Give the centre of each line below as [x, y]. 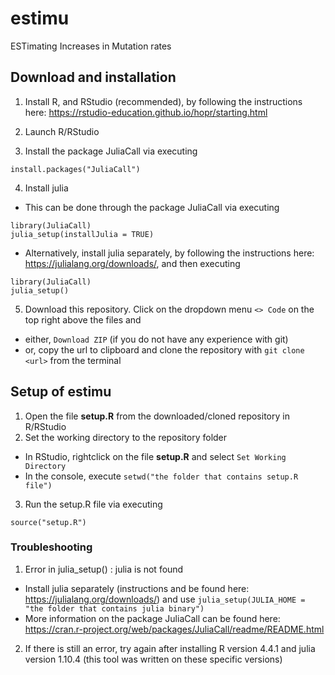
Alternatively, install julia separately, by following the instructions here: [169, 253]
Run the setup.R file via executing [93, 504]
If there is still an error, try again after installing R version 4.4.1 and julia [170, 648]
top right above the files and [83, 319]
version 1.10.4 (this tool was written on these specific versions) [153, 659]
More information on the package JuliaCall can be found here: [152, 618]
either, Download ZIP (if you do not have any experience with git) [156, 339]
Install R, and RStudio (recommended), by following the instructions [163, 101]
